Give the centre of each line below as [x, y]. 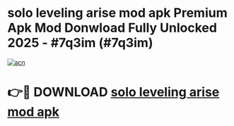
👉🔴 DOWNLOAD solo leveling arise [113, 92]
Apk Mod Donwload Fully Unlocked [112, 28]
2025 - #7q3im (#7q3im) [80, 43]
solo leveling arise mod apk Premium [117, 13]
